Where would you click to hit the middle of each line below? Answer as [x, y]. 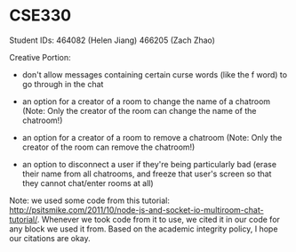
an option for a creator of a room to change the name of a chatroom [146, 101]
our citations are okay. [50, 238]
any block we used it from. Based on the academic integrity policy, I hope [144, 229]
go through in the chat [63, 84]
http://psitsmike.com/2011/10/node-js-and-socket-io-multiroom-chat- [136, 209]
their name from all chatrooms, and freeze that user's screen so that [147, 174]
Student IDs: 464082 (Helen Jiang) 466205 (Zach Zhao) [112, 40]
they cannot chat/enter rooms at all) [88, 183]
